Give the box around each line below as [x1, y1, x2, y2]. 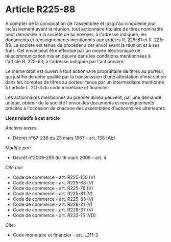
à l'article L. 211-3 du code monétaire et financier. [5, 84, 109, 90]
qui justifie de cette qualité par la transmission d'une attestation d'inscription [5, 73, 166, 79]
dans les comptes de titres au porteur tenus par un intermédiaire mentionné [5, 79, 164, 85]
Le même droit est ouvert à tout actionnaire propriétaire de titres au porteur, [5, 68, 164, 74]
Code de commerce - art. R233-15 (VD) [12, 212, 96, 218]
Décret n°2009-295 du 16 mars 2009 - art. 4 [12, 154, 107, 160]
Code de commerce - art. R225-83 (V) [12, 196, 94, 202]
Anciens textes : [5, 125, 38, 131]
